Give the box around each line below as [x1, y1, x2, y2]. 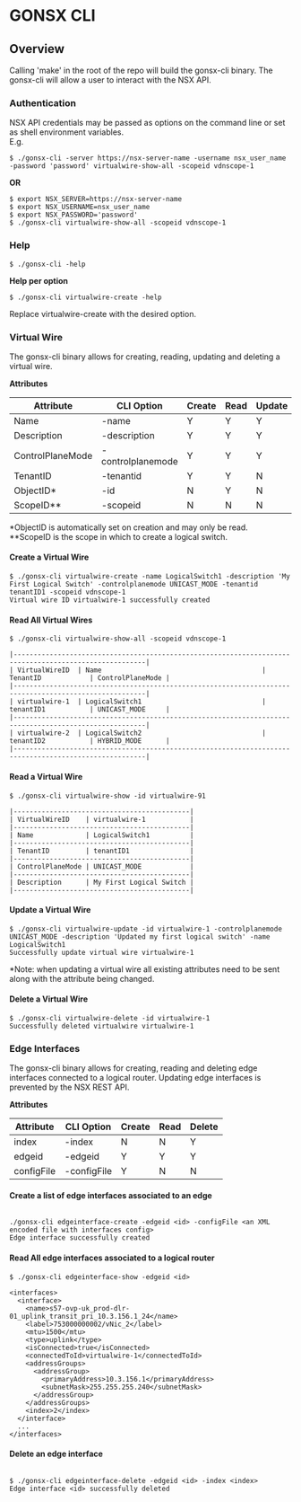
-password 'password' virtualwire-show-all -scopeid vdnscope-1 [9, 162, 254, 171]
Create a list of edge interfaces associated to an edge [9, 1189, 212, 1200]
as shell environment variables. [9, 127, 125, 137]
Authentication [9, 96, 76, 109]
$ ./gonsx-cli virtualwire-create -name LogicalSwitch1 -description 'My [9, 572, 291, 581]
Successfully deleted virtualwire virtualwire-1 [9, 1021, 194, 1030]
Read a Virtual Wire [9, 771, 83, 782]
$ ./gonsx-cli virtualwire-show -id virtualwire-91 [9, 791, 206, 800]
